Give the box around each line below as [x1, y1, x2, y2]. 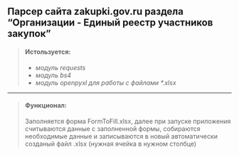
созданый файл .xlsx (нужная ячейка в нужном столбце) [24, 139, 197, 148]
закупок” [7, 28, 51, 40]
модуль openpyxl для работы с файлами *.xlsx [35, 78, 176, 87]
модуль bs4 [35, 71, 72, 79]
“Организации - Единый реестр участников [7, 17, 213, 29]
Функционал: [24, 101, 68, 110]
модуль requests [35, 63, 86, 71]
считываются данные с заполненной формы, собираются [24, 124, 201, 133]
